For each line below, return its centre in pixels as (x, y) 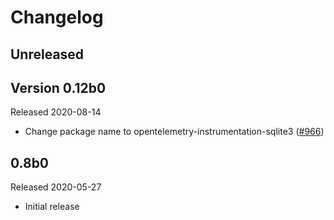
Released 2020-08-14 (56, 112)
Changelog (57, 17)
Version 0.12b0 (58, 87)
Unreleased (47, 54)
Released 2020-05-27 (56, 187)
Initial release (52, 207)
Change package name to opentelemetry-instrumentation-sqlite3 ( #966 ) (174, 132)
